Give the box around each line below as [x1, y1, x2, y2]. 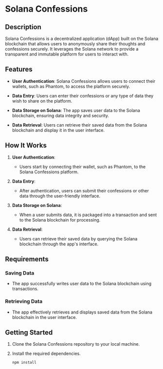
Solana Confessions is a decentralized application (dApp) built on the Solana [5, 36, 159, 41]
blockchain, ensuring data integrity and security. [12, 112, 109, 118]
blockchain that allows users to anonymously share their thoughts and [5, 41, 145, 47]
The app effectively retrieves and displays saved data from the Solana [12, 309, 152, 315]
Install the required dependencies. [12, 351, 81, 356]
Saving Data [5, 269, 35, 276]
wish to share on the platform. [12, 98, 72, 104]
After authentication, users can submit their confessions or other [19, 187, 149, 193]
